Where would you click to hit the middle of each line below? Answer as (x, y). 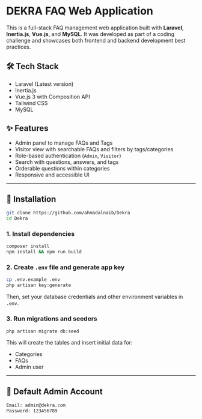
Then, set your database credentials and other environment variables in (95, 297)
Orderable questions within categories (62, 168)
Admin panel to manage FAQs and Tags (64, 143)
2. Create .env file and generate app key (66, 267)
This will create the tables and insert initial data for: (69, 343)
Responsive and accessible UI (52, 175)
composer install (28, 246)
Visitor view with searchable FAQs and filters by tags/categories (94, 149)
